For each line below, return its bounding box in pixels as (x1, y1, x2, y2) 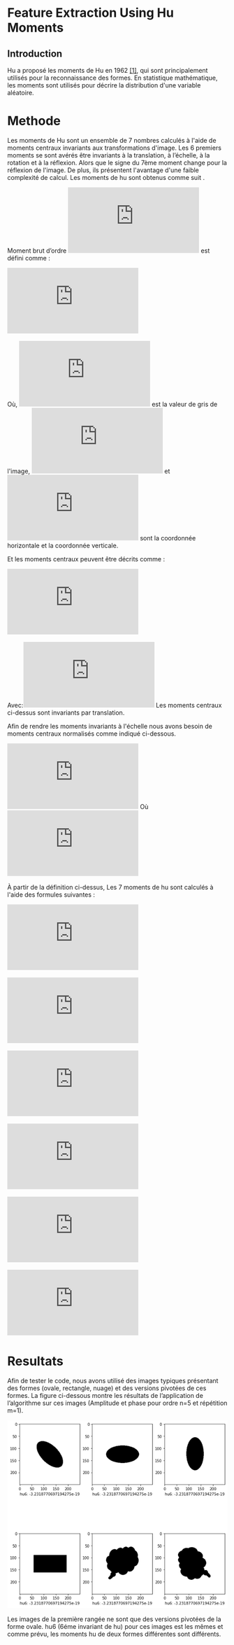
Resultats (7, 1353, 64, 1369)
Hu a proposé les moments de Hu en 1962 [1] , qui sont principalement (7, 66, 208, 74)
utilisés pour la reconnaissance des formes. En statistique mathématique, (7, 73, 218, 82)
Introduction (7, 48, 63, 59)
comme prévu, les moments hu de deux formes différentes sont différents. (7, 1630, 221, 1638)
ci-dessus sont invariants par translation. (7, 708, 125, 717)
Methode (7, 113, 61, 129)
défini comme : (7, 253, 50, 262)
